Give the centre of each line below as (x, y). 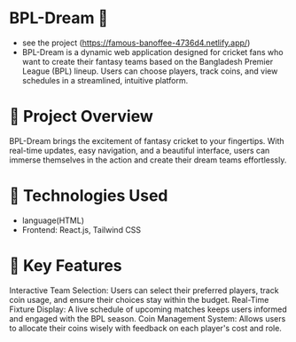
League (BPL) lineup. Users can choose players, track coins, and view (150, 71)
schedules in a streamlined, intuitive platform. (105, 80)
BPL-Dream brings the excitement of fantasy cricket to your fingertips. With (147, 140)
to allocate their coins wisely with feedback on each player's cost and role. (145, 328)
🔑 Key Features (66, 266)
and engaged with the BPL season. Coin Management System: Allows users (148, 318)
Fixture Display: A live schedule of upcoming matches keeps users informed (148, 309)
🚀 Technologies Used (89, 196)
